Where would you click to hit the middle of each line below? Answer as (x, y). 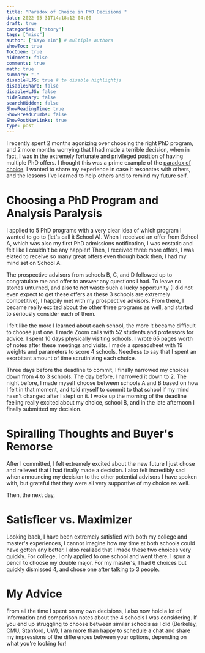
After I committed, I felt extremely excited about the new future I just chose (101, 464)
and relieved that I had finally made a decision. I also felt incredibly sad (96, 470)
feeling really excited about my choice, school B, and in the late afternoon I (100, 403)
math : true (20, 69)
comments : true (26, 63)
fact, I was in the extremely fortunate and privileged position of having (95, 156)
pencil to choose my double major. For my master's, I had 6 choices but (96, 562)
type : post (20, 126)
